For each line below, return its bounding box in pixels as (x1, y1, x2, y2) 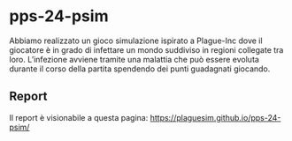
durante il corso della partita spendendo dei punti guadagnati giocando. (9, 63, 271, 74)
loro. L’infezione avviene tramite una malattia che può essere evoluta (9, 54, 259, 64)
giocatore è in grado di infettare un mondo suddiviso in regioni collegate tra (9, 44, 284, 55)
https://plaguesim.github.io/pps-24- (150, 112, 281, 122)
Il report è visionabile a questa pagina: (9, 112, 149, 122)
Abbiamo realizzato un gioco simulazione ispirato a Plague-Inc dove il (9, 35, 263, 46)
